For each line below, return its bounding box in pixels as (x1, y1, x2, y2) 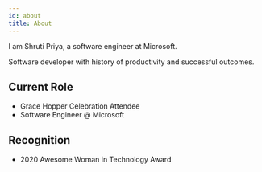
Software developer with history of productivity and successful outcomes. (8, 57, 255, 67)
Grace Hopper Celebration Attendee (19, 101, 140, 111)
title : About (8, 19, 52, 27)
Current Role (8, 80, 74, 93)
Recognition (8, 133, 71, 147)
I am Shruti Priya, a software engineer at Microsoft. (8, 41, 177, 51)
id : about (8, 11, 42, 20)
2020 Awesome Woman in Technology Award (19, 154, 172, 165)
